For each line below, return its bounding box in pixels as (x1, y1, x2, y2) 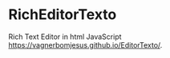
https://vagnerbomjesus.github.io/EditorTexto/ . (8, 40, 163, 49)
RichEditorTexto (8, 6, 117, 24)
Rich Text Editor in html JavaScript (8, 32, 122, 41)
